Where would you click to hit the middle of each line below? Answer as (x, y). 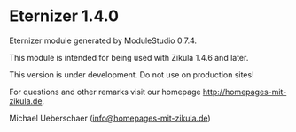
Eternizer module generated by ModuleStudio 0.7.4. (103, 40)
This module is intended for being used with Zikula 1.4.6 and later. (129, 57)
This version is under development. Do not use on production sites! (132, 74)
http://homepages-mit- (245, 92)
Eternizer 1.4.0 (64, 16)
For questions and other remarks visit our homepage (105, 92)
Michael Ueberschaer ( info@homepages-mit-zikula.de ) (110, 118)
